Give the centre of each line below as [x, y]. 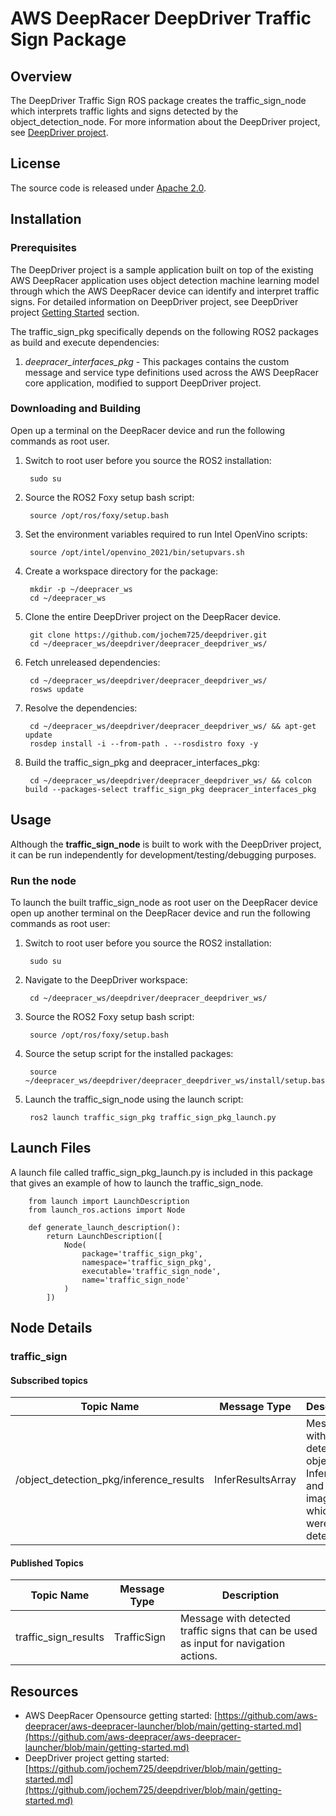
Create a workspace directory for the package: [121, 571]
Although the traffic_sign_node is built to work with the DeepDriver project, [166, 844]
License [35, 163]
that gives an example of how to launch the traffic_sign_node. [137, 1183]
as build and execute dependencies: [85, 342]
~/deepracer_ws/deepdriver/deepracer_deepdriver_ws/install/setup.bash [177, 1080]
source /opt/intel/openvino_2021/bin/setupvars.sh [137, 552]
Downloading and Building [75, 409]
